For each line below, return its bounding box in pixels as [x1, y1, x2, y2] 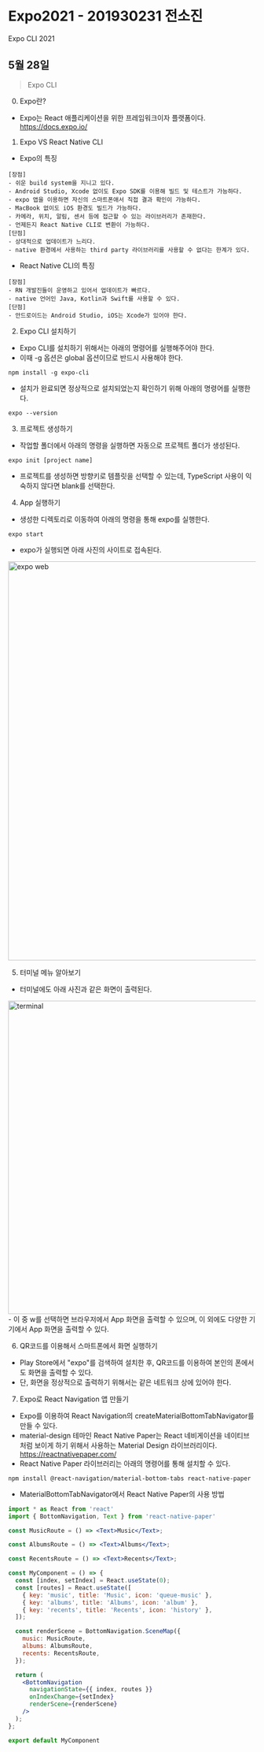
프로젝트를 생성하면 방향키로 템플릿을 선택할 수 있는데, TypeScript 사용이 [19, 471, 244, 481]
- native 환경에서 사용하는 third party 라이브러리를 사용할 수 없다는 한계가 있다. [8, 246, 251, 254]
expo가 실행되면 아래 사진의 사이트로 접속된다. [19, 545, 162, 554]
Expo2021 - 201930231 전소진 [8, 7, 203, 25]
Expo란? [19, 96, 46, 106]
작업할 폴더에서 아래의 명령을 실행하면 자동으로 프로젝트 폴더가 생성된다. [19, 441, 240, 450]
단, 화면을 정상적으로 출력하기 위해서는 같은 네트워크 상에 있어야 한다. [19, 1377, 232, 1387]
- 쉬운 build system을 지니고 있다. [8, 179, 115, 187]
